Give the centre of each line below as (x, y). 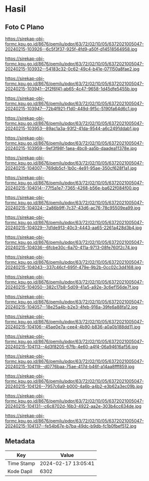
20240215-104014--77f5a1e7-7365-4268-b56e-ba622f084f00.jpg (72, 188)
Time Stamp (21, 463)
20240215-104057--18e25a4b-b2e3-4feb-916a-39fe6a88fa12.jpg (71, 307)
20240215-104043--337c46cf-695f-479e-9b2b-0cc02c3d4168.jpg (73, 267)
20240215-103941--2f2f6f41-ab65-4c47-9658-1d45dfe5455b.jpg (71, 89)
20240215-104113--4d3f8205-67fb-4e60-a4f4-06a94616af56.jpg (71, 347)
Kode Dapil (20, 471)
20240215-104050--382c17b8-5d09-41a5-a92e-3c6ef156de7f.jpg (72, 287)
